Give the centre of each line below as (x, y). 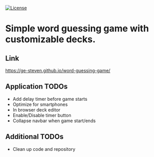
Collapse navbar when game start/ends (54, 121)
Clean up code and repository (44, 149)
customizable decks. (50, 40)
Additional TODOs (34, 137)
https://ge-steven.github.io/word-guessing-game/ (58, 71)
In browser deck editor (36, 109)
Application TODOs (36, 87)
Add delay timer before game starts (50, 99)
